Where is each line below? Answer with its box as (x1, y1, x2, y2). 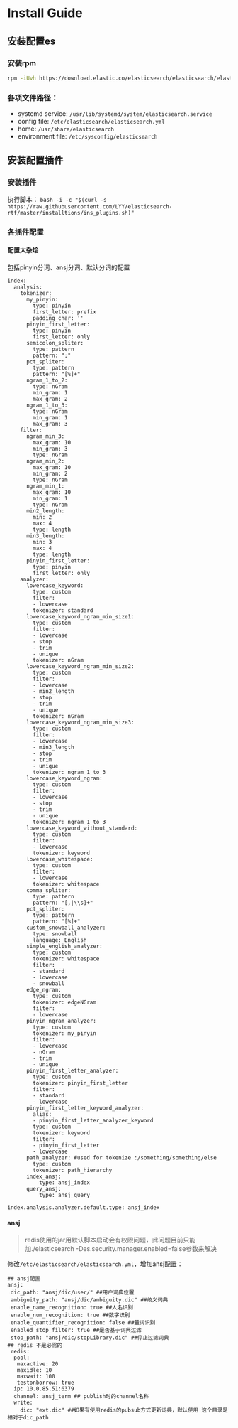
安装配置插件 (7, 154, 64, 166)
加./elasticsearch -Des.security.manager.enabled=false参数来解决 (24, 1245, 217, 1253)
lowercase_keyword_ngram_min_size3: (25, 719, 135, 726)
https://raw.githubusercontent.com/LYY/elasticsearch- (7, 203, 173, 210)
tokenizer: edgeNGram (33, 999, 97, 1006)
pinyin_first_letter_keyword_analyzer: (25, 1104, 144, 1112)
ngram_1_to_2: (25, 377, 69, 384)
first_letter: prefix (33, 308, 97, 316)
